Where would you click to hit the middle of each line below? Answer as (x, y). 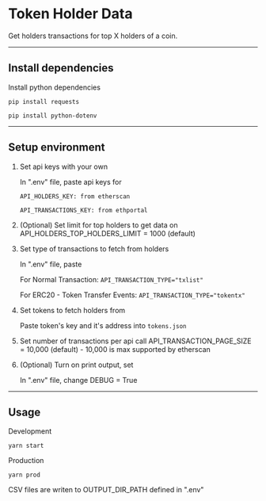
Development (30, 431)
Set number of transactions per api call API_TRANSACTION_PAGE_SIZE (135, 341)
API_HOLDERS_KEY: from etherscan (75, 196)
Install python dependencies (55, 87)
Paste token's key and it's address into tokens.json (103, 325)
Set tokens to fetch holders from (72, 310)
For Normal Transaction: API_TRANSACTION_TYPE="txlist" (112, 279)
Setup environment (57, 147)
